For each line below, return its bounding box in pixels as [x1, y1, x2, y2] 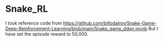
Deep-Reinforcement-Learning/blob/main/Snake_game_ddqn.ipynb [5, 25, 148, 31]
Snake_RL [5, 3, 48, 15]
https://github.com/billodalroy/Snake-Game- [63, 20, 157, 26]
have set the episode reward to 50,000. [5, 31, 89, 37]
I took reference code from [5, 20, 63, 26]
